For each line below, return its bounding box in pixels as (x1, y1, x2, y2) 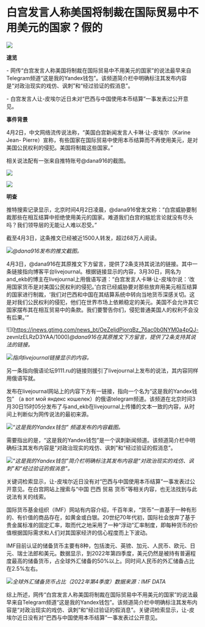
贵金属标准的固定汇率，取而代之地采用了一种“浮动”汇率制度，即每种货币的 (6, 521, 193, 529)
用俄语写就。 (6, 374, 38, 382)
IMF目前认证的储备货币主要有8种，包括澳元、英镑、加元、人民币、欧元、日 (6, 542, 196, 549)
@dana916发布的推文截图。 (12, 247, 82, 254)
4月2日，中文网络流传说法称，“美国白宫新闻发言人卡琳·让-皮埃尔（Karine (6, 128, 191, 136)
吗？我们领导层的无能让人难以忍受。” (6, 221, 98, 228)
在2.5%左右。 (6, 565, 41, 572)
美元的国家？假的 (17, 21, 103, 35)
